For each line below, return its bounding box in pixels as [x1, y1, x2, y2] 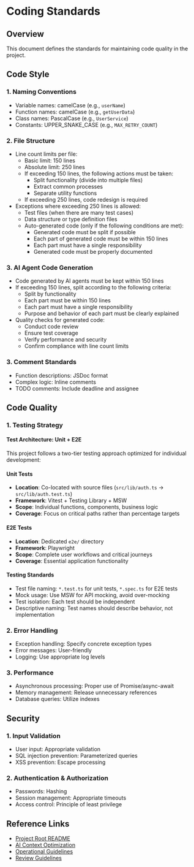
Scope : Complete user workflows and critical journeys [15, 551, 153, 558]
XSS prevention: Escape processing [15, 758, 106, 766]
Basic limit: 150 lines [24, 156, 75, 164]
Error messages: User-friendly [15, 647, 92, 654]
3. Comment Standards [6, 357, 76, 366]
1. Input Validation [6, 731, 61, 740]
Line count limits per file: [15, 150, 78, 158]
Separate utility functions [33, 189, 97, 197]
